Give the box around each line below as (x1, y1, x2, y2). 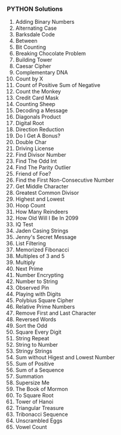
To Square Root (15, 392, 54, 399)
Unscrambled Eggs (15, 417, 63, 424)
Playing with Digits (15, 291, 61, 298)
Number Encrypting (15, 272, 64, 279)
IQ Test (15, 221, 33, 228)
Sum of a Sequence (15, 366, 64, 374)
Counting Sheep (15, 101, 55, 108)
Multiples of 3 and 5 (15, 253, 65, 260)
